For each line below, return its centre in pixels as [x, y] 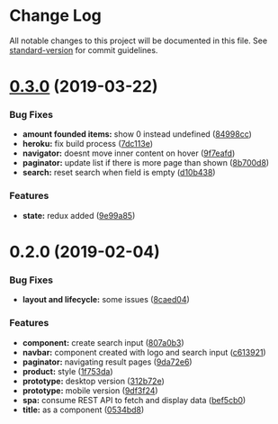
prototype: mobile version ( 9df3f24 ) [90, 390]
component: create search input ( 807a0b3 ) [103, 342]
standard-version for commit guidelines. [84, 50]
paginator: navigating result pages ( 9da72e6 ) [107, 362]
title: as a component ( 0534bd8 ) [83, 410]
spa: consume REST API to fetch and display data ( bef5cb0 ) [134, 400]
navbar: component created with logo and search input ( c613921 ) [144, 352]
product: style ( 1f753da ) [68, 371]
